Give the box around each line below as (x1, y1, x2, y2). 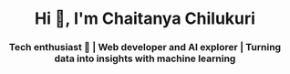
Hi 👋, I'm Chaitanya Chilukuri (34, 8, 256, 29)
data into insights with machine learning (54, 52, 236, 65)
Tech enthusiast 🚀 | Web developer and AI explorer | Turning (8, 41, 282, 54)
